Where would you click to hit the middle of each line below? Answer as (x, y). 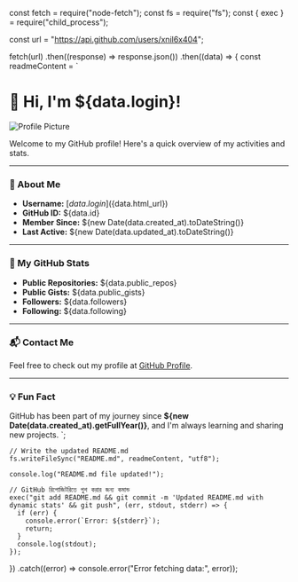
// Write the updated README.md (69, 452)
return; (39, 529)
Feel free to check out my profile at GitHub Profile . (101, 365)
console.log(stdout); (57, 545)
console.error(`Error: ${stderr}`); (93, 521)
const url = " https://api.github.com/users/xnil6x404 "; (106, 39)
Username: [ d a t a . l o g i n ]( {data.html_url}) (95, 204)
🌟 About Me (35, 184)
